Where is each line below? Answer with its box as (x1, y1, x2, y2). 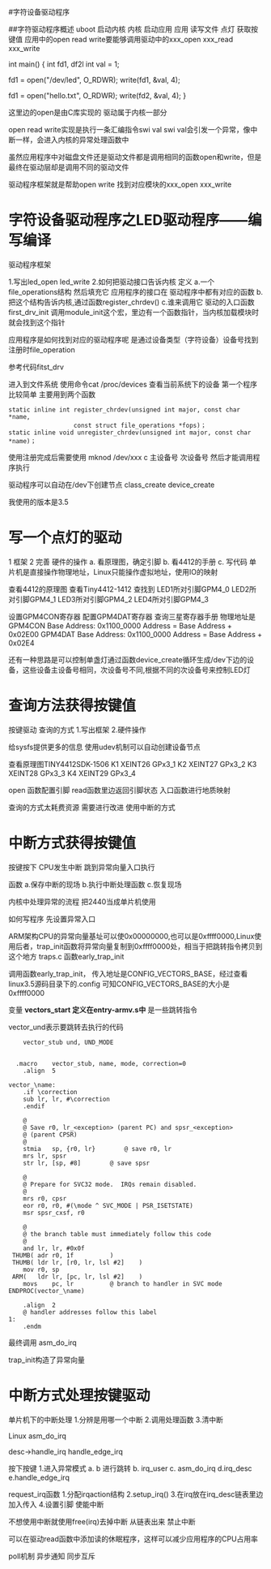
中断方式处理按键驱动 (8, 1386, 151, 1404)
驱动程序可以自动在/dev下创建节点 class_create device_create (8, 480, 215, 489)
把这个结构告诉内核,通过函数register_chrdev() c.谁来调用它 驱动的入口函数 (8, 297, 255, 307)
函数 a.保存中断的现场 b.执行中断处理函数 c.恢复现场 (8, 879, 182, 889)
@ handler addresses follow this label (23, 1308, 158, 1317)
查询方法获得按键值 (8, 696, 137, 715)
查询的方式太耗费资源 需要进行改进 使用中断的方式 (8, 802, 176, 812)
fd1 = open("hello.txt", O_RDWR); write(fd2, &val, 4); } (8, 91, 187, 100)
